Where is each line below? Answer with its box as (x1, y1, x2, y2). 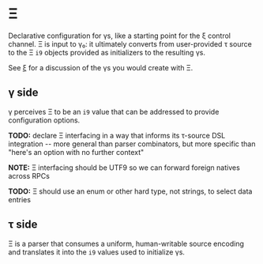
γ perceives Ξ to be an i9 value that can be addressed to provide (8, 107, 220, 116)
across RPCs (8, 171, 50, 180)
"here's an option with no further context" (8, 147, 145, 157)
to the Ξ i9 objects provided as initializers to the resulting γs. (8, 47, 206, 57)
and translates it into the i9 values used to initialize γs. (8, 247, 186, 257)
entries (8, 194, 32, 204)
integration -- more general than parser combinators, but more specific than (8, 139, 256, 149)
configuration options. (8, 115, 81, 125)
